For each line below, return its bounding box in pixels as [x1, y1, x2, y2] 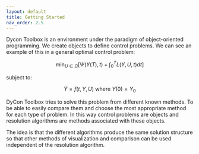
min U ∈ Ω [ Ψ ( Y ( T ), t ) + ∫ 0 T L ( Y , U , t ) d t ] [55, 60, 144, 69]
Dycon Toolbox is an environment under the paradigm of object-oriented [6, 36, 184, 43]
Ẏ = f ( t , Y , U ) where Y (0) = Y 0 [64, 85, 136, 94]
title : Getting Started [6, 14, 65, 20]
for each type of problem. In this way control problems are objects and [6, 111, 179, 118]
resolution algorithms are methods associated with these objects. [6, 117, 166, 124]
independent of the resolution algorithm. [6, 141, 105, 148]
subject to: [6, 73, 33, 81]
